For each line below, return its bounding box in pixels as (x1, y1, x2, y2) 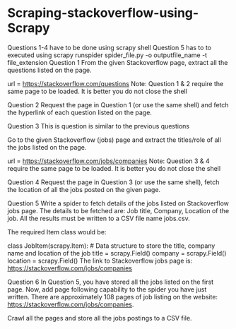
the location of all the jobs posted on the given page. (7, 185, 161, 193)
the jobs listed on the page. (7, 143, 87, 151)
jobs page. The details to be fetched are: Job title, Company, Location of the (7, 206, 230, 215)
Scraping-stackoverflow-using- (7, 5, 199, 21)
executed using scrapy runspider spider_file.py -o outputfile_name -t (7, 51, 207, 59)
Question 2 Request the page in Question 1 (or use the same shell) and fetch (7, 100, 229, 109)
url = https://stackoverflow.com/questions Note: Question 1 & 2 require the (7, 79, 224, 88)
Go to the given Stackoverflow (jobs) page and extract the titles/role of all (7, 136, 221, 144)
